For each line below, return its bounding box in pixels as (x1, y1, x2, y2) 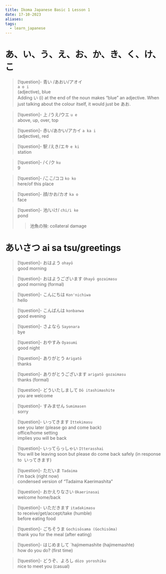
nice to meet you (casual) (17, 564, 70, 569)
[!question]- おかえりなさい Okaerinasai (17, 489, 100, 495)
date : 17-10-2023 (5, 12, 41, 17)
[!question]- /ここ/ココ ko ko (17, 175, 76, 181)
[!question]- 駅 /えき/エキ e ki (17, 143, 80, 150)
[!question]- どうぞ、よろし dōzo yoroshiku (17, 558, 106, 564)
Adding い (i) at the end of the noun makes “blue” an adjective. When (17, 95, 160, 101)
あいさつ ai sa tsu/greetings (5, 243, 121, 254)
